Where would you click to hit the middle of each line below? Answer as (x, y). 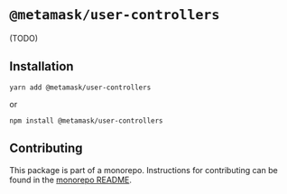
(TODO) (24, 38)
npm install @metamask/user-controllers (87, 120)
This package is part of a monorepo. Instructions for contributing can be (143, 170)
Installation (42, 66)
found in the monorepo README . (71, 180)
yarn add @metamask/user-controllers (80, 88)
